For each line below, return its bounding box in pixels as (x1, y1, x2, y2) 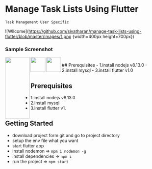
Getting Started (5, 119, 53, 128)
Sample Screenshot (5, 46, 53, 53)
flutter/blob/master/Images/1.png (5, 33, 72, 39)
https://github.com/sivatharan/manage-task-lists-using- (28, 28, 142, 34)
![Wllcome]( (5, 28, 29, 34)
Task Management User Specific (5, 20, 69, 25)
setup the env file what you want (12, 138, 78, 143)
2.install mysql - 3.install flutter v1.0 (62, 67, 133, 73)
